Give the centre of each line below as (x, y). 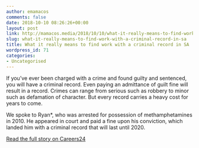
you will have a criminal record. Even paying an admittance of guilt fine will (97, 84)
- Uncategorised (26, 61)
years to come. (24, 103)
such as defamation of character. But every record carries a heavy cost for (97, 97)
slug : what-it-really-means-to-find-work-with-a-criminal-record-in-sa (96, 39)
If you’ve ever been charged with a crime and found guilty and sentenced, (97, 78)
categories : (21, 56)
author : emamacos (28, 12)
